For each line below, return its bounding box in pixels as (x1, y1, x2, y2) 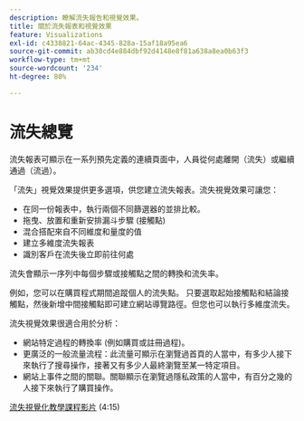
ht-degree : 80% (9, 72, 67, 81)
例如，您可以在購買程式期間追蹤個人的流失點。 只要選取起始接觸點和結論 (9, 287, 281, 298)
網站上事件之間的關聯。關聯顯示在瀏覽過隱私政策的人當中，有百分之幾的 (22, 370, 292, 381)
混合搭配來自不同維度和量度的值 (22, 225, 142, 236)
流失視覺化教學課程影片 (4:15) (9, 401, 120, 412)
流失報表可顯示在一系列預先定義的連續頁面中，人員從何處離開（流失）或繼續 (9, 153, 295, 164)
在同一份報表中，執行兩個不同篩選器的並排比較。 (22, 203, 205, 214)
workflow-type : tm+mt (9, 55, 91, 64)
